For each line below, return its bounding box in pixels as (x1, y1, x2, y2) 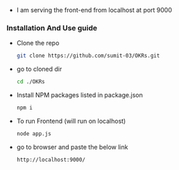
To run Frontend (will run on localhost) (16, 117, 126, 125)
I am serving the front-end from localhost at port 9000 (16, 6, 173, 14)
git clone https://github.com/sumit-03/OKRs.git (16, 52, 160, 60)
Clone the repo (16, 39, 60, 47)
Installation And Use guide (6, 23, 98, 33)
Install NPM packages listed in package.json (16, 91, 143, 99)
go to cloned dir (16, 65, 62, 74)
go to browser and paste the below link (16, 142, 128, 151)
